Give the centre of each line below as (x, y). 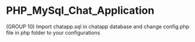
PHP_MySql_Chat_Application (80, 11)
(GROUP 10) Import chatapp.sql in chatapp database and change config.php (98, 26)
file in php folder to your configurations (53, 32)
